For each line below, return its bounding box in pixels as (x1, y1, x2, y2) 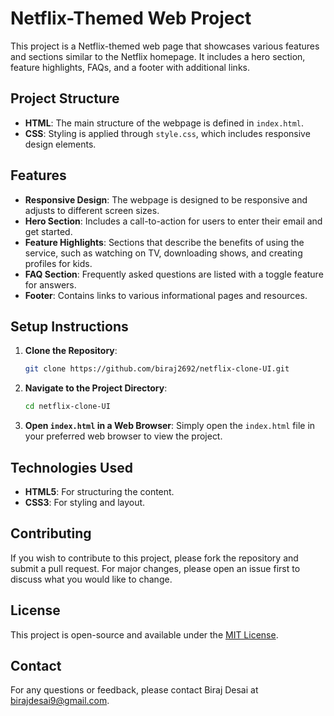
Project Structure (10, 90, 120, 107)
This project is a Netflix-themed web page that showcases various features (10, 40, 320, 52)
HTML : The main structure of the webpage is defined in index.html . (24, 117, 305, 129)
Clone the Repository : (24, 345, 118, 357)
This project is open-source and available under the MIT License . (10, 628, 279, 641)
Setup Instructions (10, 318, 129, 335)
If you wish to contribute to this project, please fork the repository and (10, 552, 299, 564)
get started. (24, 225, 73, 237)
